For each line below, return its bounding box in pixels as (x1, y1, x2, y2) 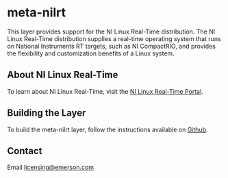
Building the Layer (7, 107, 86, 119)
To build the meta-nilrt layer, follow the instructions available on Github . (7, 125, 208, 133)
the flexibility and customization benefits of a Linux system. (7, 49, 175, 58)
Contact (7, 145, 42, 157)
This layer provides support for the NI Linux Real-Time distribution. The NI (7, 27, 216, 36)
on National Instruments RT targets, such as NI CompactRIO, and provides (7, 42, 216, 50)
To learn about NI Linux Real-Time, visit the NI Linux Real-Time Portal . (7, 87, 203, 95)
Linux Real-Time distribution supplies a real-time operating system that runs (7, 34, 221, 42)
